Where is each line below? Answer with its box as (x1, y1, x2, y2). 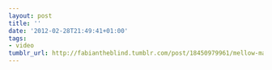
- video (8, 42, 35, 50)
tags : (8, 34, 27, 43)
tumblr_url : (8, 49, 49, 57)
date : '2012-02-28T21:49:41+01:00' (8, 27, 129, 35)
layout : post (8, 11, 53, 20)
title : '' (8, 19, 42, 27)
